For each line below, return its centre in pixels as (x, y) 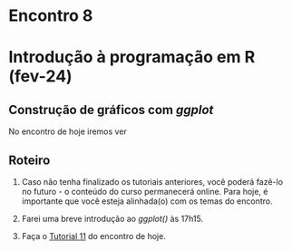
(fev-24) (41, 77)
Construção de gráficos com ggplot (111, 110)
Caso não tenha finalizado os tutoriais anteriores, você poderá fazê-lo (152, 182)
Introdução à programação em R (132, 58)
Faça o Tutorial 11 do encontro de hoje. (94, 236)
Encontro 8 (51, 16)
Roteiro (29, 160)
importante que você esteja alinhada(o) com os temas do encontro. (147, 201)
